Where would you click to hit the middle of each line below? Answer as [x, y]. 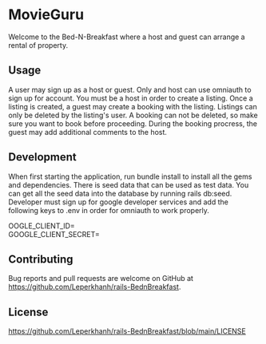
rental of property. [38, 45]
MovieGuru [46, 15]
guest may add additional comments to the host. [88, 132]
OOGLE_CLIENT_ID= [42, 226]
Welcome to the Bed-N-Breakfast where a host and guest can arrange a [127, 37]
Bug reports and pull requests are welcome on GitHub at [101, 279]
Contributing [41, 259]
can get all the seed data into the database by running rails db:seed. [120, 193]
